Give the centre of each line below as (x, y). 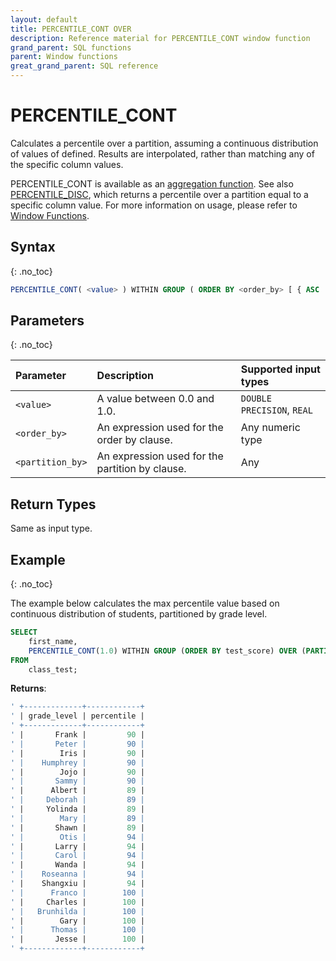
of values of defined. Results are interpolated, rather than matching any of (162, 153)
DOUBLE (256, 399)
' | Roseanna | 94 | (77, 874)
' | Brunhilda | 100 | (77, 911)
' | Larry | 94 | (77, 846)
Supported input (280, 369)
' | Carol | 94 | (77, 856)
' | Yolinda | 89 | (77, 809)
